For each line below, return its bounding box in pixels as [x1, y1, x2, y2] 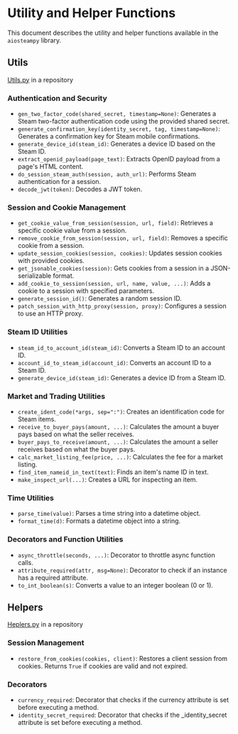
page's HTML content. [17, 162, 84, 171]
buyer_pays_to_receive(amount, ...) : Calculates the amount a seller [17, 437, 219, 446]
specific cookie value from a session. [17, 226, 127, 235]
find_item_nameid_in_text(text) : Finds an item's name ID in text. [17, 468, 209, 476]
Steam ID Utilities [7, 327, 68, 337]
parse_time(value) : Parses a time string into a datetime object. [17, 509, 201, 518]
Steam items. [17, 414, 57, 423]
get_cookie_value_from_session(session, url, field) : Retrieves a [17, 219, 213, 227]
